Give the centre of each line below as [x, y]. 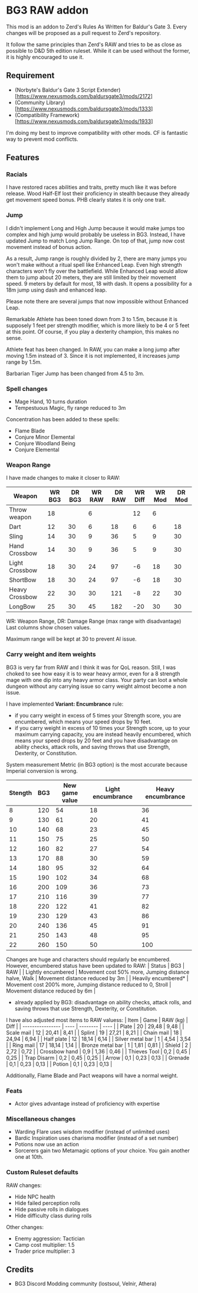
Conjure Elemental [37, 450]
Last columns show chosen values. [49, 628]
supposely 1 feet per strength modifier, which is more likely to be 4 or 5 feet [98, 325]
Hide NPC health [35, 1197]
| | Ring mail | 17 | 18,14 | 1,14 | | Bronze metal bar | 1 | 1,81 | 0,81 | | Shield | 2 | [99, 1045]
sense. [14, 338]
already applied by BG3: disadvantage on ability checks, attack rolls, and [103, 1002]
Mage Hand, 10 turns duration [51, 402]
